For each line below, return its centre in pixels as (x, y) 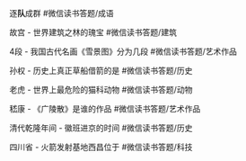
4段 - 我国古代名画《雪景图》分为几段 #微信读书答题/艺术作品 (123, 51)
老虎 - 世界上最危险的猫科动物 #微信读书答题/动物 (101, 89)
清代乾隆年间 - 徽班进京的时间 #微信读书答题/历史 (101, 128)
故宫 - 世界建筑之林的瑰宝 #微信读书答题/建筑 (93, 32)
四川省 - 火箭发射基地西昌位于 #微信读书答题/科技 (101, 147)
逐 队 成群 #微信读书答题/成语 (61, 13)
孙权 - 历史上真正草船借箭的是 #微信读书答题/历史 (101, 71)
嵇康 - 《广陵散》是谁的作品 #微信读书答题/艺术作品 (105, 109)
